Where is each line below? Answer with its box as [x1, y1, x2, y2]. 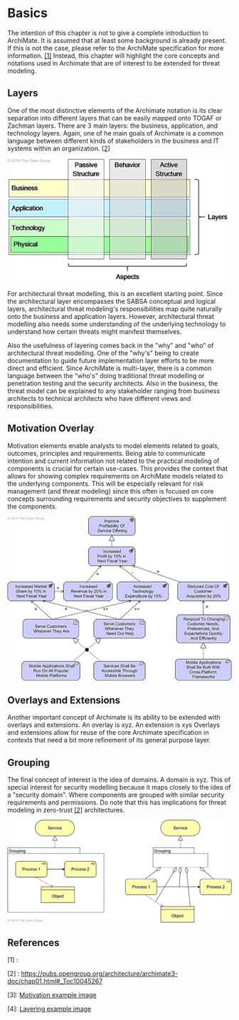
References [7, 937, 60, 949]
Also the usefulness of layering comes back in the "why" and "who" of [7, 341, 214, 350]
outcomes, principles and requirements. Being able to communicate [7, 449, 206, 457]
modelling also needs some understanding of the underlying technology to [7, 320, 226, 328]
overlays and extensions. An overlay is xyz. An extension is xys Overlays [7, 720, 221, 729]
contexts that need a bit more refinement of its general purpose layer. [7, 736, 211, 745]
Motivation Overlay [7, 422, 95, 434]
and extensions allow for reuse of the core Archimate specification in [7, 728, 209, 737]
